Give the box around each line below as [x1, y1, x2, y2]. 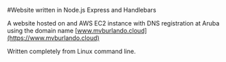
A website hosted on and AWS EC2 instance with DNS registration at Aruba [7, 19, 220, 27]
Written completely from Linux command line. [7, 48, 136, 55]
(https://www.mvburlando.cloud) [7, 34, 100, 42]
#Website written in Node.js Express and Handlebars [7, 6, 157, 14]
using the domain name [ [7, 27, 78, 34]
